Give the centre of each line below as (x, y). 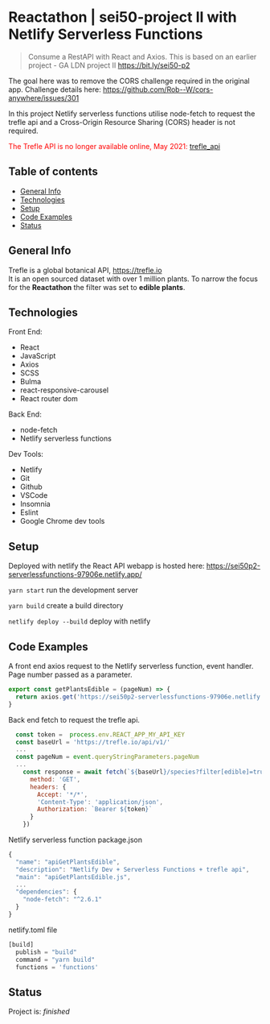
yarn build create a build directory (66, 606)
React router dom (49, 399)
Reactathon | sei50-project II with (123, 17)
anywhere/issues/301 (44, 97)
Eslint (29, 512)
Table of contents (53, 172)
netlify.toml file (33, 930)
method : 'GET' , (55, 779)
